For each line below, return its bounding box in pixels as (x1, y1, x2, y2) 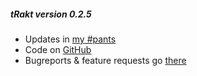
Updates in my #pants (24, 33, 117, 45)
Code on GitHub (24, 43, 92, 55)
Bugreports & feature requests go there (24, 54, 187, 66)
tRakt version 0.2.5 (10, 8, 92, 20)
